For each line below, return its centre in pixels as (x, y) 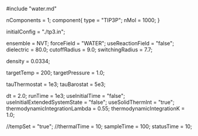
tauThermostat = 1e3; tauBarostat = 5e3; (56, 84)
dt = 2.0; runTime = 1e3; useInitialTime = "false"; (66, 96)
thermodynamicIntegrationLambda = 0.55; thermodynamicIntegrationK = (95, 109)
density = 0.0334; (28, 61)
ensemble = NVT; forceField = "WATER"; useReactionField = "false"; (90, 43)
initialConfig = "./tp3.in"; (36, 32)
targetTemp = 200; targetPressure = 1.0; (55, 73)
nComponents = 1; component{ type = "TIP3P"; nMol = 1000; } (83, 20)
